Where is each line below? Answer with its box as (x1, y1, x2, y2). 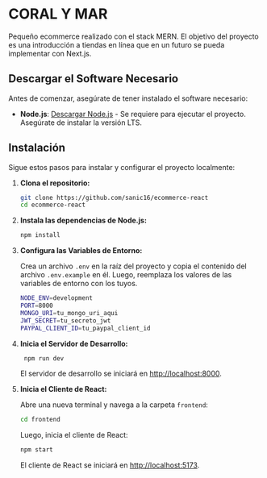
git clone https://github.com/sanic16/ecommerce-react (19, 193, 209, 202)
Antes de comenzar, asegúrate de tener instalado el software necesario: (8, 94, 248, 103)
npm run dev (23, 354, 65, 363)
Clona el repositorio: (19, 178, 90, 188)
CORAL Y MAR (8, 5, 108, 23)
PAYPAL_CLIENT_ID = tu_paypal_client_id (19, 324, 151, 332)
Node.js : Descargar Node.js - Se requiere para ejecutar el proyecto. (19, 109, 246, 118)
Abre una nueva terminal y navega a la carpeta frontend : (19, 400, 208, 409)
